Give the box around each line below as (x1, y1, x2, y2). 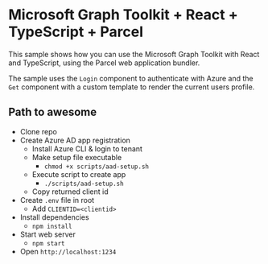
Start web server (19, 229, 76, 239)
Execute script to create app (31, 169, 126, 179)
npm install (31, 222, 72, 230)
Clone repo (19, 126, 58, 136)
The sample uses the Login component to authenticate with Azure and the (8, 73, 254, 83)
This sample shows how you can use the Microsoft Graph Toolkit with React (8, 49, 260, 59)
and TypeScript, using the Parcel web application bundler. (8, 58, 200, 68)
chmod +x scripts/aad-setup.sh (43, 163, 149, 171)
